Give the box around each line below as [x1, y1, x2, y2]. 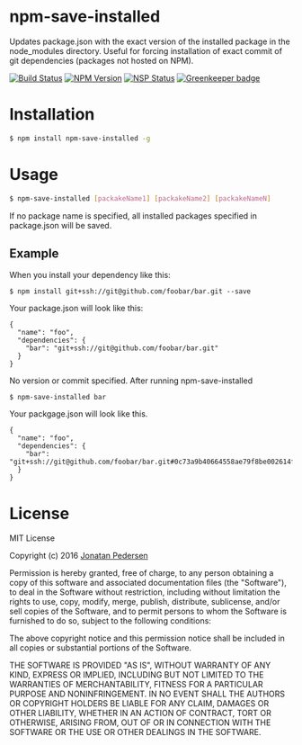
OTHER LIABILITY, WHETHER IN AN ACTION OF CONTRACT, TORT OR [9, 708, 271, 719]
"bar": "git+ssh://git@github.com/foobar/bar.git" [25, 344, 219, 353]
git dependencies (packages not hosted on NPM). [9, 55, 194, 66]
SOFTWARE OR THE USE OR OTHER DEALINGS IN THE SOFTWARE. [9, 727, 262, 738]
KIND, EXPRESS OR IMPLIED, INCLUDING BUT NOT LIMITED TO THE [9, 669, 264, 680]
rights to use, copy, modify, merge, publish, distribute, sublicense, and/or [9, 597, 280, 607]
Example [9, 246, 59, 261]
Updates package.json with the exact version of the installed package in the [9, 36, 290, 47]
